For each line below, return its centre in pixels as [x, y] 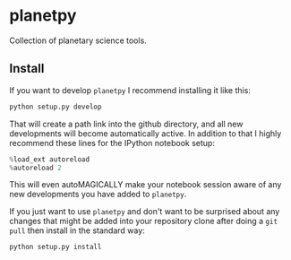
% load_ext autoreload [50, 159]
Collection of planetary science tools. [78, 40]
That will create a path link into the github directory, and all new [126, 124]
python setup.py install [56, 247]
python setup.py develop [56, 107]
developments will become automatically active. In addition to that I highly [145, 133]
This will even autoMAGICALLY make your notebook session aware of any [145, 185]
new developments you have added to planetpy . [98, 195]
